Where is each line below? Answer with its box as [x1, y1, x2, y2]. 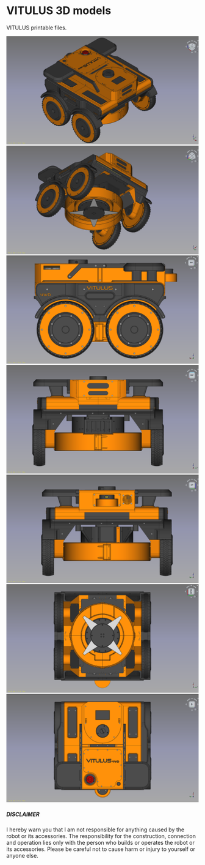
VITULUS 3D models [6, 4, 112, 18]
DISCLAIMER [6, 811, 40, 818]
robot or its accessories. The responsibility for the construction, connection [6, 833, 196, 840]
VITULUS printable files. [6, 24, 67, 31]
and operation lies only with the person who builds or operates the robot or [6, 839, 195, 847]
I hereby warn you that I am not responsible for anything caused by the [6, 826, 185, 833]
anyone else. [6, 852, 38, 859]
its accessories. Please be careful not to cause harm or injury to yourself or [6, 845, 196, 853]
